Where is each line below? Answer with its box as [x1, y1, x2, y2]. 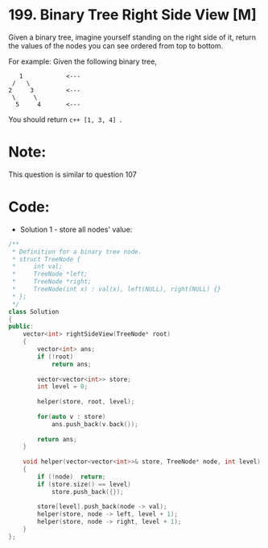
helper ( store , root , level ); [37, 398, 135, 406]
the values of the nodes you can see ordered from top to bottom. [8, 40, 224, 50]
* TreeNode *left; [11, 270, 89, 278]
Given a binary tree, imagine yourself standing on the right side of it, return [8, 32, 256, 42]
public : [8, 323, 35, 331]
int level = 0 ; [37, 383, 89, 391]
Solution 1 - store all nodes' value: [19, 224, 133, 234]
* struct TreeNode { [11, 255, 81, 263]
